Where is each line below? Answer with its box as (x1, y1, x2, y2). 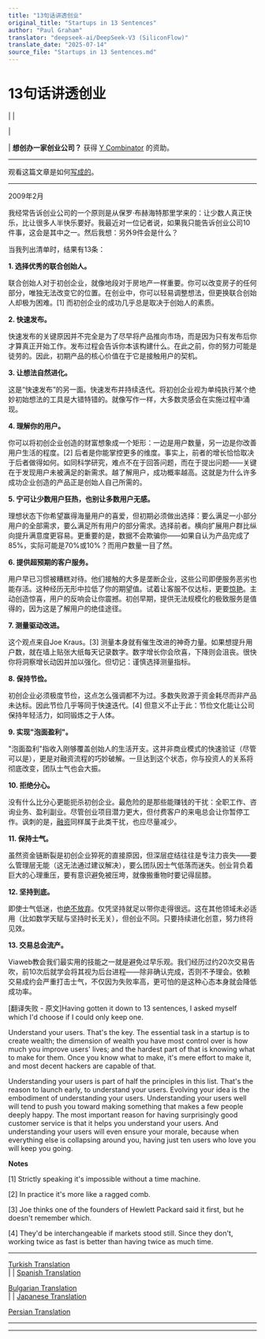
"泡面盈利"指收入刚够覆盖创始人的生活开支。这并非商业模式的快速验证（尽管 (8, 744, 257, 753)
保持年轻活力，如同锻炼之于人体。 (8, 710, 119, 719)
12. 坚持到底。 (8, 887, 54, 896)
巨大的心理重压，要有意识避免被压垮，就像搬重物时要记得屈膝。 (8, 870, 215, 880)
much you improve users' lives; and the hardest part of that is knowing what (8, 1044, 256, 1054)
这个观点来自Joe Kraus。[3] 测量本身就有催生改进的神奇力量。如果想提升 (8, 637, 246, 647)
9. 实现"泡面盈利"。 (8, 727, 73, 737)
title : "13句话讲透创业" (8, 11, 83, 20)
